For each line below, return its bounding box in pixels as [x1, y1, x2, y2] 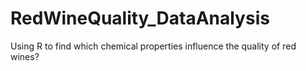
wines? [10, 50, 40, 62]
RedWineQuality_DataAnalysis [10, 7, 270, 30]
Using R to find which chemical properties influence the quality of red [10, 40, 297, 52]
